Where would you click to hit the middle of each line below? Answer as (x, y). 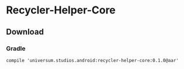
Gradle (16, 49)
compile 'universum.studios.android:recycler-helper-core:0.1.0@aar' (93, 60)
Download (25, 32)
